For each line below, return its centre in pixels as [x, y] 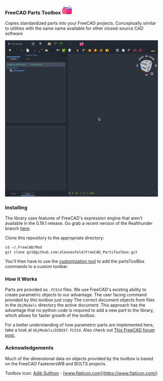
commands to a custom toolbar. [37, 267]
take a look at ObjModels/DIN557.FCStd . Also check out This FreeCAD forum [80, 330]
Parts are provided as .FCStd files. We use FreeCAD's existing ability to [76, 290]
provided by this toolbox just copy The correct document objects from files [80, 300]
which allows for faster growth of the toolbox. [50, 315]
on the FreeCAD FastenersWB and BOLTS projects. [56, 363]
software [14, 34]
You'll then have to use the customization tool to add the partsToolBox [75, 261]
